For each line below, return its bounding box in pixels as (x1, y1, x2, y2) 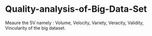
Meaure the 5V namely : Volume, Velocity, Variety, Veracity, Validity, (5, 20, 144, 26)
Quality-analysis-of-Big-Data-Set (5, 3, 148, 15)
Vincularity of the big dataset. (5, 25, 66, 31)
